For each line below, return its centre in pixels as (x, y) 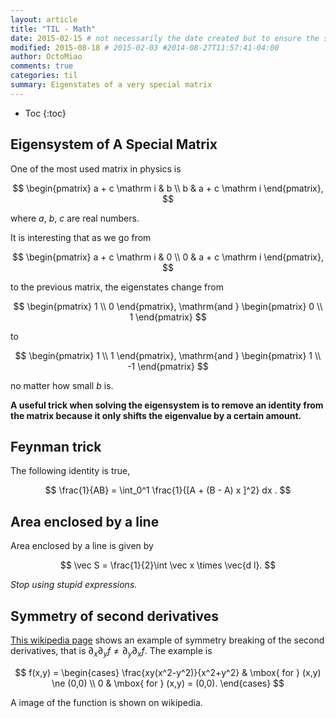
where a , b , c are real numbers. (75, 218)
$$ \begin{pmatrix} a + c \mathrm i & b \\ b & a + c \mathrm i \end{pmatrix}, (168, 188)
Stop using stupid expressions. (74, 585)
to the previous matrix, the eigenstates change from (117, 287)
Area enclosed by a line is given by (82, 546)
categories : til (44, 76)
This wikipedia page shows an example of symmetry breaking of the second (167, 640)
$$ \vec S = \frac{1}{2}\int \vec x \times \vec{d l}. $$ (168, 565)
